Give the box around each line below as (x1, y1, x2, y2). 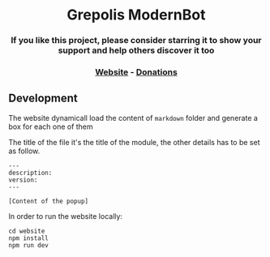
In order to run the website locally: (8, 211, 123, 221)
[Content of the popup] (8, 197, 89, 205)
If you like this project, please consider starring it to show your (11, 35, 262, 46)
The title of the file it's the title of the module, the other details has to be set (8, 137, 260, 147)
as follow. (8, 146, 41, 156)
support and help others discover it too (58, 45, 215, 56)
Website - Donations (94, 66, 178, 78)
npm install (8, 233, 49, 242)
